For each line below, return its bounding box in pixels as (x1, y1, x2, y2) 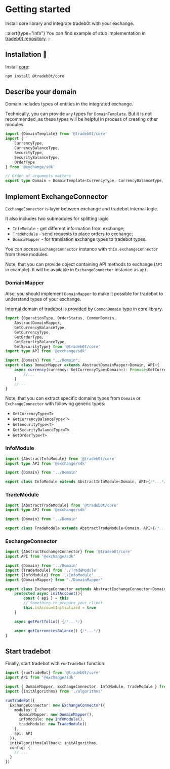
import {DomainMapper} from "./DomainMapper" (5, 577, 103, 582)
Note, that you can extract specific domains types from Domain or (5, 395, 141, 401)
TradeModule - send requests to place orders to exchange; (12, 231, 133, 237)
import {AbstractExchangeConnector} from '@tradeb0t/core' (5, 549, 133, 555)
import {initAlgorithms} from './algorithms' (5, 688, 103, 694)
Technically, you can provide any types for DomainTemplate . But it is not (5, 111, 152, 117)
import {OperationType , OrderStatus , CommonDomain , (5, 316, 116, 321)
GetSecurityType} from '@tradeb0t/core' (14, 344, 101, 349)
